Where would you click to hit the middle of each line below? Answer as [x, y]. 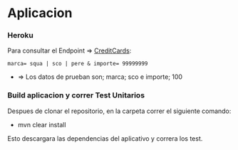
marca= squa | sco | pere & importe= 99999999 [78, 64]
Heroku [20, 36]
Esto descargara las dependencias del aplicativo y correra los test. [105, 138]
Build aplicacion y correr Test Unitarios [76, 95]
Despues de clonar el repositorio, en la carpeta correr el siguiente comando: [119, 111]
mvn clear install [42, 124]
